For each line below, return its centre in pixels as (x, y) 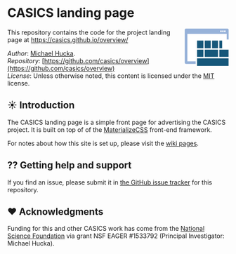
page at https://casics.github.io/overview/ (68, 39)
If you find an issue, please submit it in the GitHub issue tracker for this (110, 182)
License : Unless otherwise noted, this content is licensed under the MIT (111, 76)
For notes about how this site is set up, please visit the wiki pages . (103, 143)
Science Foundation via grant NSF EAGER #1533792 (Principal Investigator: (116, 236)
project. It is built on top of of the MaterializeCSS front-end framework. (110, 129)
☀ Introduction (41, 106)
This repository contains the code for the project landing (89, 32)
